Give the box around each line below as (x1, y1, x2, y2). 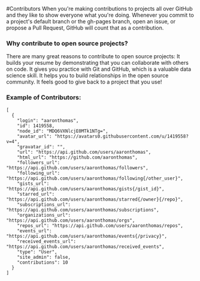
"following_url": (17, 170, 60, 176)
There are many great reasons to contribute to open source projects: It (6, 53, 180, 60)
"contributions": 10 (17, 259, 68, 265)
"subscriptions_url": (17, 201, 71, 208)
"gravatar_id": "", (17, 144, 66, 150)
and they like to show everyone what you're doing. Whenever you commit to (6, 11, 195, 19)
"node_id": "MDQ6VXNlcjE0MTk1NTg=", (17, 128, 109, 134)
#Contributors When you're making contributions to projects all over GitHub (6, 5, 193, 12)
